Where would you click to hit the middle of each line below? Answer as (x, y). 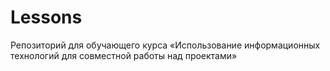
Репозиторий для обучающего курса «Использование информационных (165, 45)
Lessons (46, 17)
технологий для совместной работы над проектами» (124, 55)
